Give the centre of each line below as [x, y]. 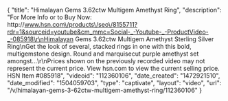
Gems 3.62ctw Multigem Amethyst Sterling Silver [145, 39]
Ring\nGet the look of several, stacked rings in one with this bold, [99, 46]
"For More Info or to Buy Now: [49, 17]
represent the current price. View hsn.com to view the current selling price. [113, 68]
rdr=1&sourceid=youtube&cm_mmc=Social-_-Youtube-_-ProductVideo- [108, 32]
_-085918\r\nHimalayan [41, 39]
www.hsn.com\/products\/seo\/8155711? [81, 24]
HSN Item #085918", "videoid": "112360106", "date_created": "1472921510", [114, 76]
